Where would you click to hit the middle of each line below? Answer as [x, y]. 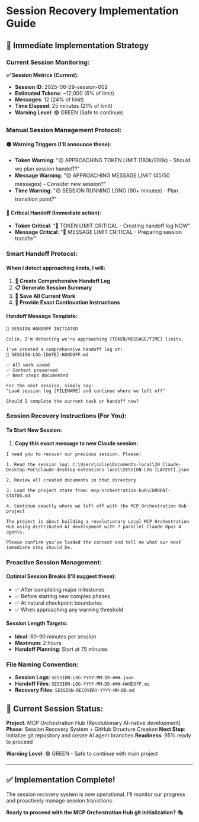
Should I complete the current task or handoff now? [73, 401]
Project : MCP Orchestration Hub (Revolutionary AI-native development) [94, 723]
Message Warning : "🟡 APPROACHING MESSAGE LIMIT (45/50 [92, 175]
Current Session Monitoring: [48, 62]
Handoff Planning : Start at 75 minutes [61, 649]
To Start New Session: [34, 430]
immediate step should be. [39, 547]
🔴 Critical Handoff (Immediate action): [54, 213]
